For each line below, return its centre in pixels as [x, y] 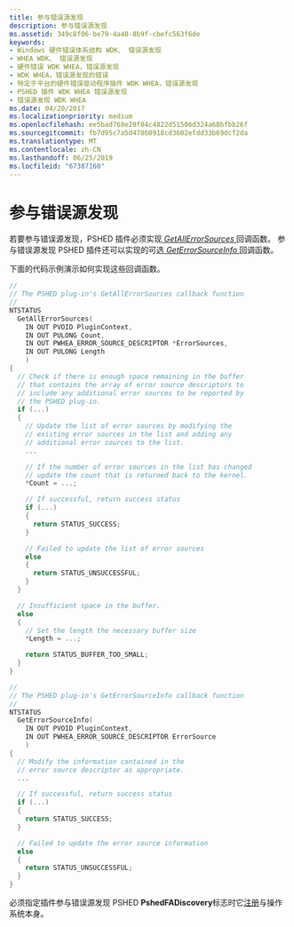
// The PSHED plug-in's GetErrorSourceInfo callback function [127, 695]
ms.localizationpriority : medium [71, 116]
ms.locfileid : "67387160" [57, 166]
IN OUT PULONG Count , [65, 335]
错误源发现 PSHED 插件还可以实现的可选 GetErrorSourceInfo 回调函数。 [147, 250]
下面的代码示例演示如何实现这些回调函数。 [87, 269]
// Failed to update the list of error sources [115, 548]
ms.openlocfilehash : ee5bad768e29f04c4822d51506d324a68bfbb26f [129, 125]
